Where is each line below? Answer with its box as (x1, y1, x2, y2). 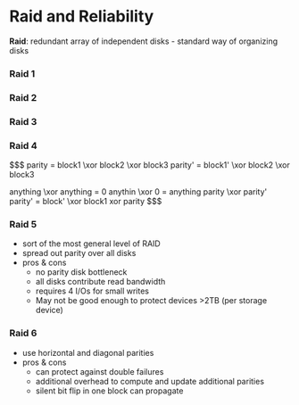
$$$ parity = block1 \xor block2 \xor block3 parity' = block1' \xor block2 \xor (9, 160, 290, 170)
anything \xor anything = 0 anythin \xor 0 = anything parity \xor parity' (9, 186, 268, 197)
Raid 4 (9, 139, 37, 152)
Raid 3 (9, 115, 37, 128)
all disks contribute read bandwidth (35, 277, 166, 287)
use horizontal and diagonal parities (21, 347, 154, 358)
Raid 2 (9, 91, 37, 103)
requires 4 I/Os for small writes (35, 285, 150, 296)
